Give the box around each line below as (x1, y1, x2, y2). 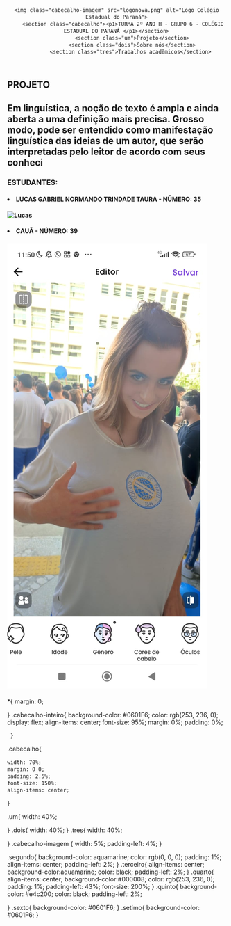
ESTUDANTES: (7, 177, 58, 187)
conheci (7, 157, 43, 169)
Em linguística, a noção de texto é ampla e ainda (7, 102, 219, 114)
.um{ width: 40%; (7, 813, 58, 821)
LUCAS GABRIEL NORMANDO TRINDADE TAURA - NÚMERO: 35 (16, 195, 202, 203)
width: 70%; (7, 759, 42, 766)
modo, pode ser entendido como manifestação (7, 125, 214, 136)
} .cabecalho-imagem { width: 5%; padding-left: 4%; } (7, 840, 162, 848)
